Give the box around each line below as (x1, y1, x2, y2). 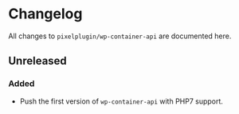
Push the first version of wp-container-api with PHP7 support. (19, 96, 223, 106)
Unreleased (8, 54, 68, 68)
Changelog (8, 5, 83, 23)
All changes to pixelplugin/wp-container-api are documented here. (8, 31, 232, 41)
